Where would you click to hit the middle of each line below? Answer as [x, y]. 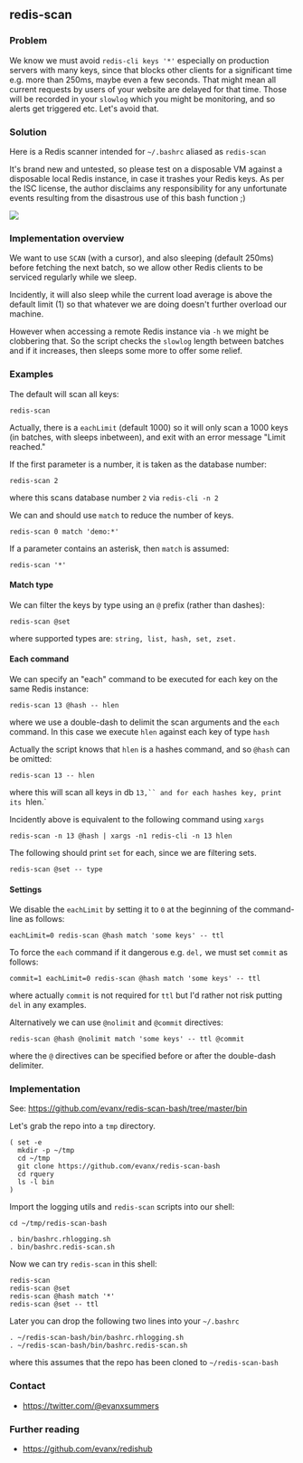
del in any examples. [48, 1005]
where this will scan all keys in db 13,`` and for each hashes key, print [146, 792]
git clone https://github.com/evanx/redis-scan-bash [119, 1166]
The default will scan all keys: [64, 394]
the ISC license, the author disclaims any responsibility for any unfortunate [148, 188]
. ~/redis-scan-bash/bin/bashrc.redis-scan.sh [99, 1346]
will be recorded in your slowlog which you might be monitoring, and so [142, 99]
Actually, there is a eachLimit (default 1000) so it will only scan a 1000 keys [149, 427]
